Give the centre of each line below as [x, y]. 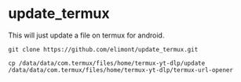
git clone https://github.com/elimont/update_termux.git [103, 49]
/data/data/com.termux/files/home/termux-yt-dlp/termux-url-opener [121, 70]
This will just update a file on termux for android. [86, 35]
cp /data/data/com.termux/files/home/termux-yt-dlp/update [107, 63]
